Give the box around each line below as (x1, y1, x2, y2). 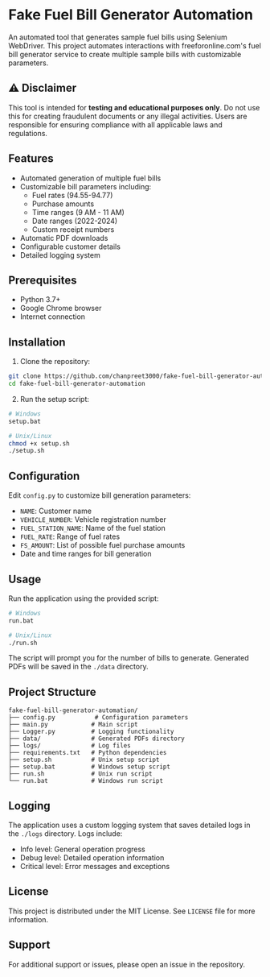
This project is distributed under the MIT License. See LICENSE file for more (8, 906, 256, 916)
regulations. (8, 128, 48, 138)
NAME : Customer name (19, 506, 92, 516)
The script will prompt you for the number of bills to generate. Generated (8, 653, 249, 663)
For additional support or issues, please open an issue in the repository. (8, 959, 246, 969)
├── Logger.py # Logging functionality (8, 727, 174, 736)
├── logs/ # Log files (8, 742, 131, 750)
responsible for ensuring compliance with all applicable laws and (8, 119, 223, 130)
